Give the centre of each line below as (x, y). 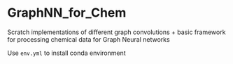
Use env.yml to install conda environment (66, 53)
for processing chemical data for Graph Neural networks (89, 39)
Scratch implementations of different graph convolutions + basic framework (116, 32)
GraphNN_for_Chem (67, 13)
